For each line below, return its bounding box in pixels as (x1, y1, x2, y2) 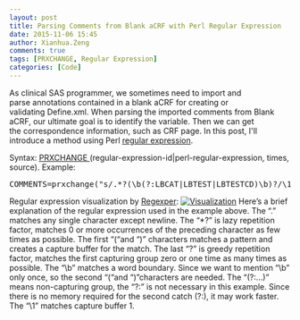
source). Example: (9, 162, 76, 173)
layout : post (9, 13, 58, 22)
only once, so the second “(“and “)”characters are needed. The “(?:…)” (9, 272, 270, 282)
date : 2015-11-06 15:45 (9, 29, 98, 38)
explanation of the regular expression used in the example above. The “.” (9, 205, 277, 215)
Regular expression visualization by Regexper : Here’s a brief (9, 196, 288, 206)
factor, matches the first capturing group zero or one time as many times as (9, 252, 287, 264)
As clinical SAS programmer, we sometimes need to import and (9, 87, 242, 98)
